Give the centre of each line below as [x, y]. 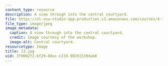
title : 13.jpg [20, 51]
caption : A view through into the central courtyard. [67, 33]
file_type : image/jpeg [29, 24]
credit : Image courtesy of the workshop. [53, 38]
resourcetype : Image [27, 47]
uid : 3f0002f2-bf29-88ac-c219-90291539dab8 [51, 56]
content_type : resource [30, 10]
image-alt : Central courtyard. [42, 42]
